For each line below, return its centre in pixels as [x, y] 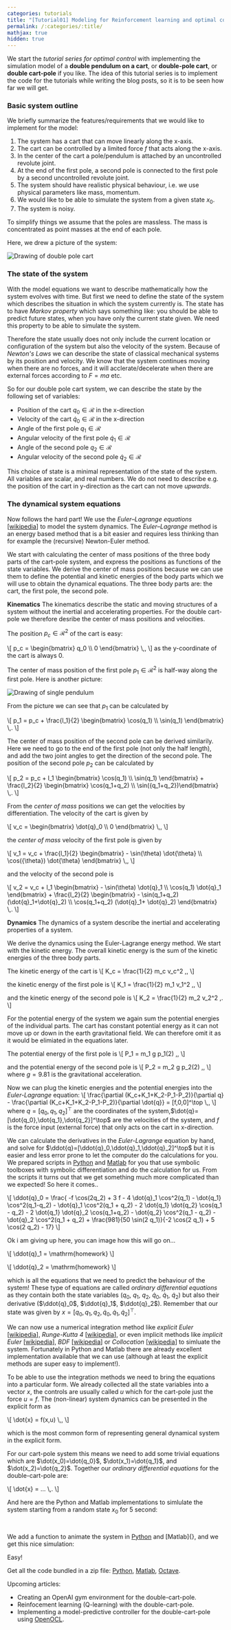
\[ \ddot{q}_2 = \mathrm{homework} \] [62, 1267]
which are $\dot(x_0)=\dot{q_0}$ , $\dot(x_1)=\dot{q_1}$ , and [92, 1461]
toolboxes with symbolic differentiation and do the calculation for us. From [112, 1170]
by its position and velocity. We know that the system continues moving [108, 361]
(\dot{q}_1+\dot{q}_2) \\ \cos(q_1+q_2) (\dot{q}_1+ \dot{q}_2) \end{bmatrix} [112, 902]
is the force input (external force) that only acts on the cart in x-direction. [111, 1127]
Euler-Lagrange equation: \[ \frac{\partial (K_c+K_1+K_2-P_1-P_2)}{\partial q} [115, 1095]
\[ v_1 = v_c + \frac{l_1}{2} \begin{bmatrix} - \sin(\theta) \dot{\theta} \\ [105, 853]
